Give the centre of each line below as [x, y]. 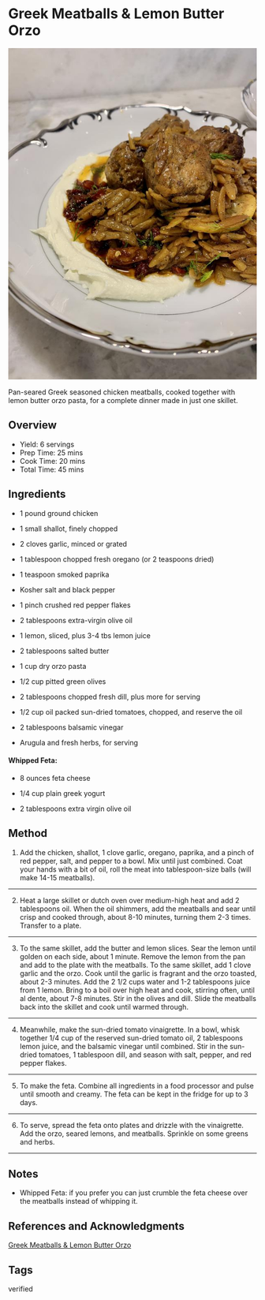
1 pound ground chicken [59, 513]
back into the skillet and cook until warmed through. [104, 1007]
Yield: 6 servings [47, 444]
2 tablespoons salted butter [64, 651]
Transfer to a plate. [50, 925]
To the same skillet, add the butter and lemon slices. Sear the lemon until [138, 948]
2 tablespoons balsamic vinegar [71, 727]
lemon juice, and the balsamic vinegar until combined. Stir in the [124, 1046]
